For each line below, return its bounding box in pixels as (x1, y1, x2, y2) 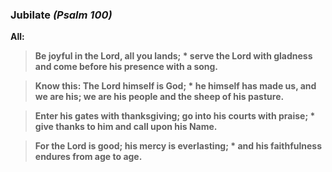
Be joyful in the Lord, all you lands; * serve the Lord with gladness (34, 50, 313, 62)
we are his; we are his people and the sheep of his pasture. (34, 91, 285, 103)
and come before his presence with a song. (34, 61, 219, 73)
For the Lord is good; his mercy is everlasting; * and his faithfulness (34, 140, 323, 152)
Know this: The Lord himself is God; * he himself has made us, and (34, 80, 317, 92)
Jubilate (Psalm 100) (10, 8, 113, 22)
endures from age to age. (34, 151, 143, 163)
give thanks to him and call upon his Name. (34, 121, 218, 133)
